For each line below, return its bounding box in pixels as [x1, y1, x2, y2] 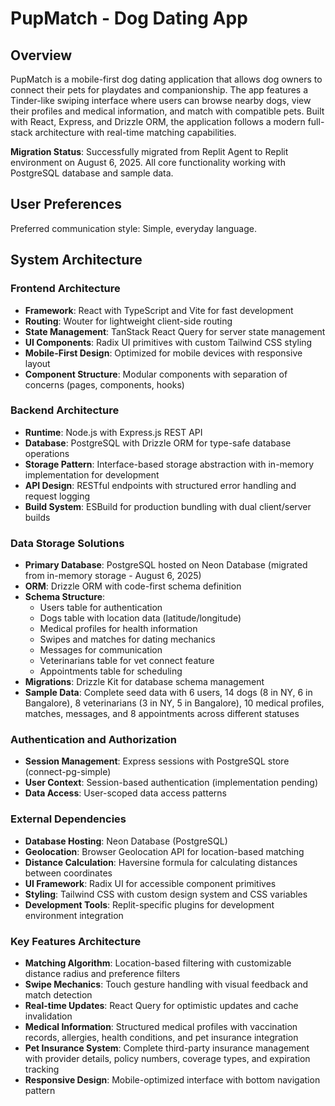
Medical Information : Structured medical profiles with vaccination [24, 1020, 298, 1032]
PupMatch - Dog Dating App [10, 7, 248, 30]
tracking [24, 1063, 60, 1075]
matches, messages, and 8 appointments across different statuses [24, 708, 300, 720]
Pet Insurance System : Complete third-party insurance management [24, 1042, 310, 1054]
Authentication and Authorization [10, 733, 177, 747]
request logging [24, 490, 91, 502]
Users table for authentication [39, 602, 163, 614]
